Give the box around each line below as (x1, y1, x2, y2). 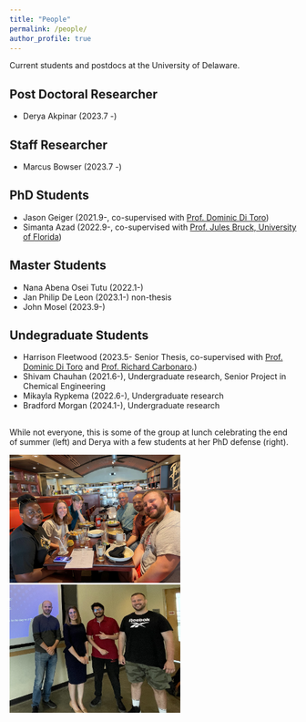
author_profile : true (9, 34, 92, 43)
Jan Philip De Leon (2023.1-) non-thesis (22, 292, 172, 303)
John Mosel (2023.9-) (22, 301, 107, 312)
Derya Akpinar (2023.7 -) (22, 110, 117, 122)
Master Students (9, 258, 107, 273)
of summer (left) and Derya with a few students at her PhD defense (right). (9, 436, 289, 447)
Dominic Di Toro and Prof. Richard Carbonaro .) (22, 361, 198, 373)
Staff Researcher (9, 137, 107, 152)
